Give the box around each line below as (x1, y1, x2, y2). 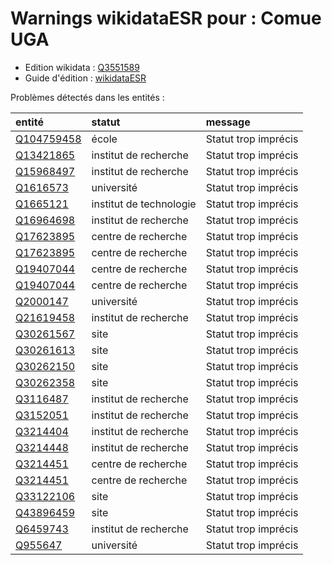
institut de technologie (91, 197, 197, 211)
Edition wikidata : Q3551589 (24, 61, 140, 73)
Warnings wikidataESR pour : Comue (10, 7, 322, 30)
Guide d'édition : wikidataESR (24, 72, 147, 84)
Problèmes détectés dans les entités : (10, 91, 165, 103)
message (205, 115, 251, 129)
